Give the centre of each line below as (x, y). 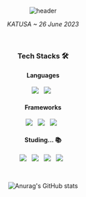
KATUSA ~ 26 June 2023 (43, 24)
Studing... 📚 (43, 139)
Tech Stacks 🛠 (43, 55)
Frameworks (43, 107)
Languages (43, 75)
